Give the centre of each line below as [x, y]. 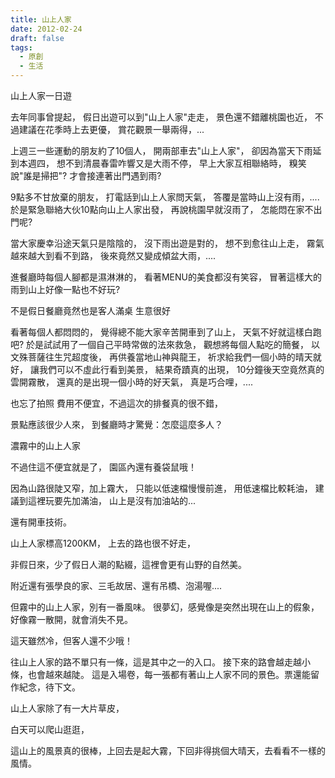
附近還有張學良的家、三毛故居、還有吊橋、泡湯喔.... [116, 585]
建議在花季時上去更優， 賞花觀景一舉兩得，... [111, 129]
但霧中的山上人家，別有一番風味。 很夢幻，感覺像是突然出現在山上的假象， [165, 607]
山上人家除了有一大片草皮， [67, 708]
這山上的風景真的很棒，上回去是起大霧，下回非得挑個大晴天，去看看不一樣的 [168, 750]
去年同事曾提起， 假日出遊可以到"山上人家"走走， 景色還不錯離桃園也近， [161, 117]
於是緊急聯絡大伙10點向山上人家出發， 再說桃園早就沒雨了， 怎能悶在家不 [162, 209]
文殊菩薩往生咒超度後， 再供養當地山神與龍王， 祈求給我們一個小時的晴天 [161, 357]
